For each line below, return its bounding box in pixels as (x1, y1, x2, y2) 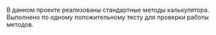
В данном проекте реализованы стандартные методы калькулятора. (6, 6, 210, 14)
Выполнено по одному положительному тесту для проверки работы (6, 13, 209, 21)
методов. (6, 21, 34, 28)
